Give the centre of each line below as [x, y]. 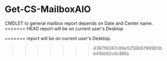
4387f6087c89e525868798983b [128, 48]
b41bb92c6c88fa [111, 53]
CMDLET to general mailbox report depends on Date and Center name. [79, 23]
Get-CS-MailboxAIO [48, 9]
